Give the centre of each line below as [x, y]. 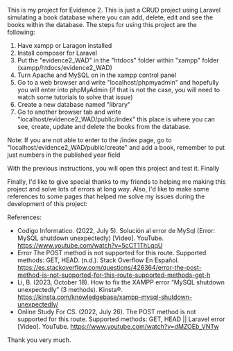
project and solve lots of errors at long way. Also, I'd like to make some [108, 189]
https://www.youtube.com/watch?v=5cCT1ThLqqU [90, 245]
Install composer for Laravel [57, 53]
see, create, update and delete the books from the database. [104, 127]
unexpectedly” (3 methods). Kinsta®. [70, 290]
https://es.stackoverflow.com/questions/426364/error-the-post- [110, 267]
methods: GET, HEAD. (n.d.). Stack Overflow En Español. [98, 260]
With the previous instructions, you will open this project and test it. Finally [113, 168]
